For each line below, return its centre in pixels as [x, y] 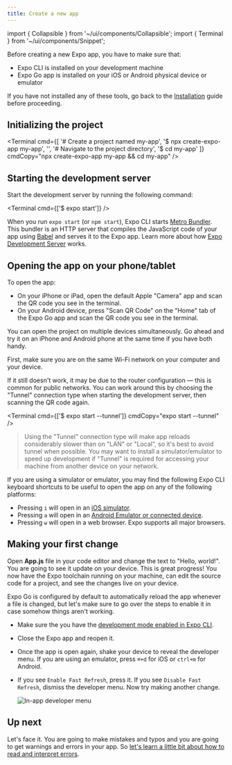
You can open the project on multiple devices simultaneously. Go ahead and [116, 332]
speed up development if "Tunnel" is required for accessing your [116, 459]
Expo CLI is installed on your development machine [90, 67]
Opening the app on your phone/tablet [91, 265]
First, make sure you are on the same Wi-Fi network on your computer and [114, 360]
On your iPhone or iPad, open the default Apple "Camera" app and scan [120, 296]
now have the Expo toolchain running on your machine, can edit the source [114, 576]
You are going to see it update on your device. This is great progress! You [112, 568]
